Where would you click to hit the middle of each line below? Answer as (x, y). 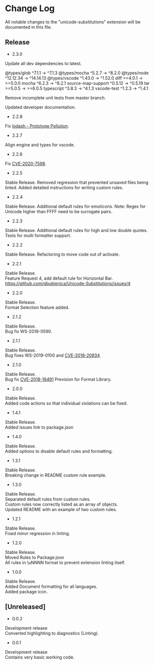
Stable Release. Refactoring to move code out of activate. (62, 254)
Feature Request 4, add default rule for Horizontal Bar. (59, 278)
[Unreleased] (25, 607)
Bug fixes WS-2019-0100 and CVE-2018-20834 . (53, 355)
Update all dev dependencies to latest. (44, 63)
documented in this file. (29, 27)
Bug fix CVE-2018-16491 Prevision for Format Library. (58, 379)
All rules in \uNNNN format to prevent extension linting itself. (65, 562)
